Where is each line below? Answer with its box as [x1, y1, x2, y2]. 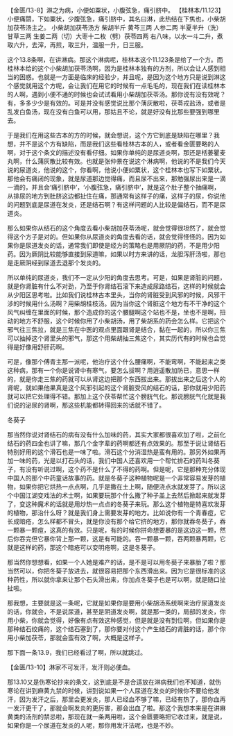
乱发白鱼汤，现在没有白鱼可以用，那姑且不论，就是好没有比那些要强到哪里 [7, 108, 220, 116]
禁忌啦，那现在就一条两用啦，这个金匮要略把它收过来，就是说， [43, 712, 226, 721]
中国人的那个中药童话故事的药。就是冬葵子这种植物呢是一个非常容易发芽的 [7, 474, 220, 482]
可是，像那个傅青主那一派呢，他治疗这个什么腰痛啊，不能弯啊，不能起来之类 [7, 358, 226, 366]
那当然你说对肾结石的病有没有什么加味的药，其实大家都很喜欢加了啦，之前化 [7, 430, 226, 439]
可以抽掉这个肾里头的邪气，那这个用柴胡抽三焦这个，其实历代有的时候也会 [7, 334, 220, 342]
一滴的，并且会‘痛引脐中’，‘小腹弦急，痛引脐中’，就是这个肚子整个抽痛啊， [7, 183, 221, 191]
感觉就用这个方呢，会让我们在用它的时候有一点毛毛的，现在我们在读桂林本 [12, 82, 226, 90]
